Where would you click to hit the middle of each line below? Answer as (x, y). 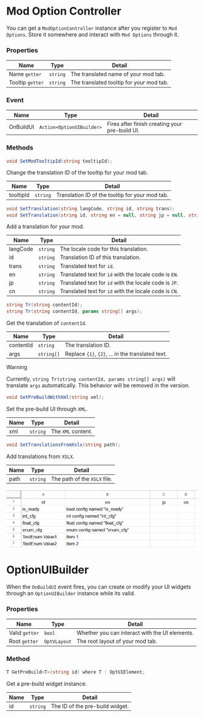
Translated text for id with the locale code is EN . (119, 274)
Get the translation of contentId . (46, 323)
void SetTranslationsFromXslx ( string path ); (63, 445)
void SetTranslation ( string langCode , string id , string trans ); (90, 209)
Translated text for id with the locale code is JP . (119, 283)
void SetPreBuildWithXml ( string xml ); (55, 397)
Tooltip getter (26, 83)
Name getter (25, 74)
